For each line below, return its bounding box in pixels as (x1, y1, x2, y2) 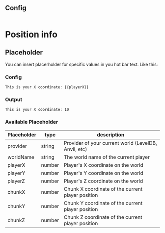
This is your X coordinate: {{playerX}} (5, 85, 89, 90)
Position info (5, 29, 58, 40)
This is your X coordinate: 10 (5, 107, 69, 112)
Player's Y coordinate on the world (63, 169, 143, 176)
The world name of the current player (63, 154, 150, 160)
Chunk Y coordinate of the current (63, 200, 143, 207)
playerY (7, 169, 26, 176)
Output (5, 96, 23, 103)
